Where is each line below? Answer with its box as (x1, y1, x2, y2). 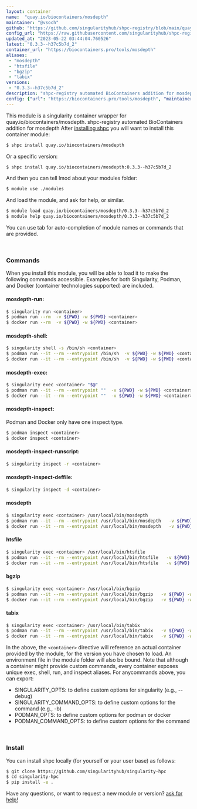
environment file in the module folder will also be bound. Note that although (6, 656, 189, 663)
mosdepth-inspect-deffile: (6, 474, 73, 481)
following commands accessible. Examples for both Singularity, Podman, (6, 276, 182, 283)
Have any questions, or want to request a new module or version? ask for (6, 790, 183, 797)
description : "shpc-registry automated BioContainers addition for (6, 90, 175, 96)
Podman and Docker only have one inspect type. (6, 418, 124, 426)
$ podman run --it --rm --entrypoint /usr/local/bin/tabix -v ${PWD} (6, 628, 185, 634)
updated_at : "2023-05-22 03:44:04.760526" (6, 36, 111, 42)
